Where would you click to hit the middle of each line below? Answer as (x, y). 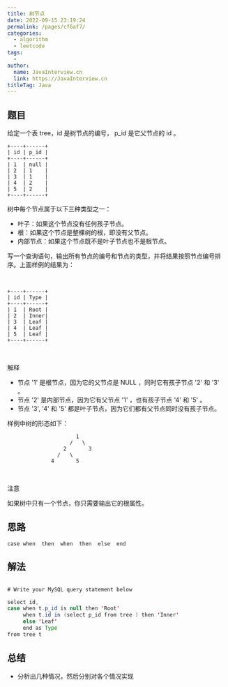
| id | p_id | (28, 153)
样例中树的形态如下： (38, 423)
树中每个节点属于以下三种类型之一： (59, 209)
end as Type (40, 628)
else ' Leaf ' (40, 621)
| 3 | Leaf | (28, 322)
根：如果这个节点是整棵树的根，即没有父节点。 (84, 233)
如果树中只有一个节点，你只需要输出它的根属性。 (77, 504)
